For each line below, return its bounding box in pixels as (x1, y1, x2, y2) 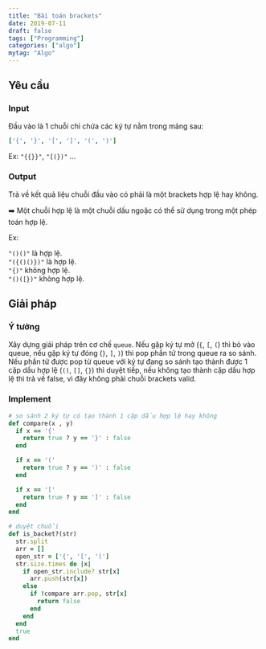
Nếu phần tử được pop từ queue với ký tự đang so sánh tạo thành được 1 (8, 357, 248, 366)
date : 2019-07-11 (8, 19, 67, 27)
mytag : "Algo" (8, 49, 56, 57)
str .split (15, 537, 48, 546)
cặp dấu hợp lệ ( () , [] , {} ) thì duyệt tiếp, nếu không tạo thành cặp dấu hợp (8, 365, 256, 374)
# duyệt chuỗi (8, 523, 59, 531)
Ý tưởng (8, 321, 40, 333)
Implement (8, 394, 51, 405)
